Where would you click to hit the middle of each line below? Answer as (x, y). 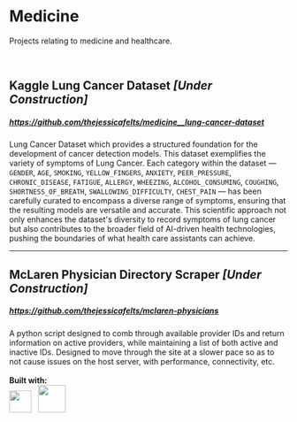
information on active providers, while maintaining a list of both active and (144, 342)
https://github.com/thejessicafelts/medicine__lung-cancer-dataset (137, 122)
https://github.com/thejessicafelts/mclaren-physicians (114, 311)
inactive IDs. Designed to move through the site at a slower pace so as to (142, 352)
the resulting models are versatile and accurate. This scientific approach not (148, 211)
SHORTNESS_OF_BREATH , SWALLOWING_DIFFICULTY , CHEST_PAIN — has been (136, 191)
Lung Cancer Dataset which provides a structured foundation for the (133, 144)
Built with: (28, 380)
